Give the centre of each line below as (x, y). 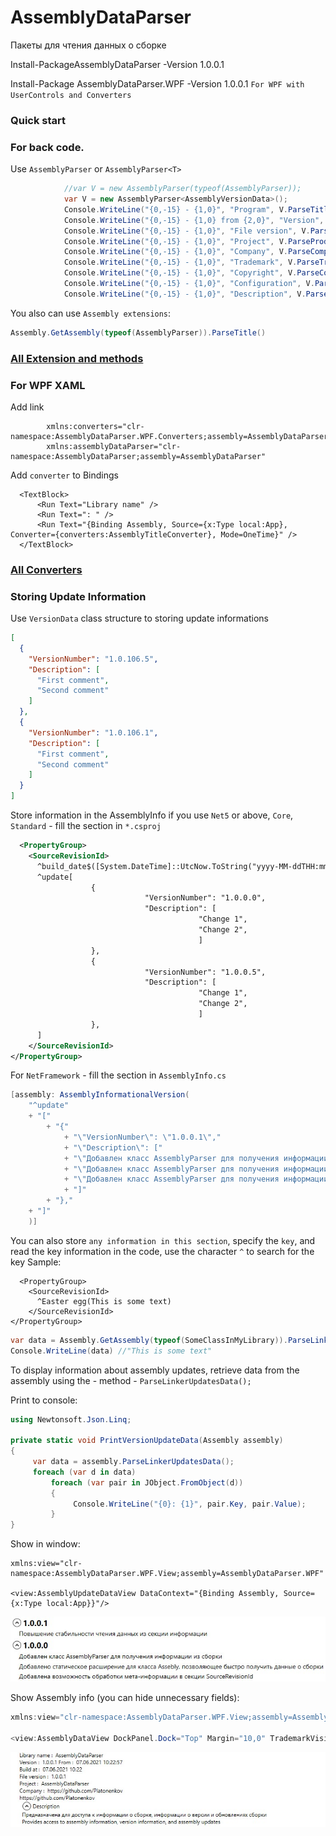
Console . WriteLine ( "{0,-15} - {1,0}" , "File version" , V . (187, 231)
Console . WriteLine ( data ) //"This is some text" (111, 1351)
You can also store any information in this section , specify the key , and (163, 1240)
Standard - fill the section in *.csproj (86, 826)
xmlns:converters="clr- (95, 426)
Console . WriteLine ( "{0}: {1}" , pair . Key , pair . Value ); (190, 1504)
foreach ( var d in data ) (84, 1472)
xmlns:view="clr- (46, 1564)
